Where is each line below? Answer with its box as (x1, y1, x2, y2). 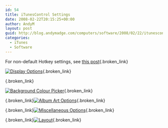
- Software (9, 45, 32, 50)
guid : (5, 31, 16, 36)
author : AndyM (5, 21, 35, 27)
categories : (5, 36, 30, 41)
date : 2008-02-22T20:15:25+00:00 (5, 17, 75, 22)
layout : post (5, 26, 32, 31)
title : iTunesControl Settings (5, 12, 70, 17)
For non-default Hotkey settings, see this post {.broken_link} (5, 58, 128, 64)
